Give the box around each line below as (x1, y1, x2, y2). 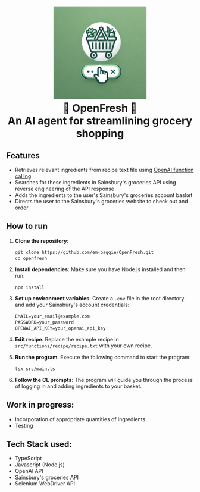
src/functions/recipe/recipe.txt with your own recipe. (14, 342, 152, 349)
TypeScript (14, 455, 42, 462)
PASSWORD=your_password (14, 319, 74, 325)
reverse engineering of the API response (14, 185, 114, 192)
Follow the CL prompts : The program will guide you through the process (14, 376, 193, 383)
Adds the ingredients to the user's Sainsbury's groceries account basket (14, 192, 193, 199)
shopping (76, 127, 124, 140)
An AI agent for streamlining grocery (8, 114, 192, 128)
